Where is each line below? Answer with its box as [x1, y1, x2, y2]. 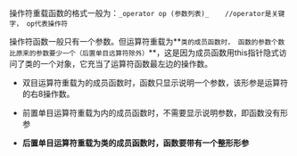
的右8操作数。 [21, 88, 75, 99]
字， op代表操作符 [9, 20, 69, 29]
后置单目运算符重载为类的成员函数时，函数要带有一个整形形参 [21, 137, 250, 148]
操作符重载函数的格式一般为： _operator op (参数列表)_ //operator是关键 [9, 8, 285, 18]
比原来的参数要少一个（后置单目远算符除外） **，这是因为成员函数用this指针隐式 [9, 47, 279, 58]
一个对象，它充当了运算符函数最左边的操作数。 [39, 59, 212, 69]
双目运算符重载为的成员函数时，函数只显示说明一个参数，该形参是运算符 [21, 78, 288, 87]
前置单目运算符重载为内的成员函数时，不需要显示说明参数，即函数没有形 [21, 108, 288, 118]
